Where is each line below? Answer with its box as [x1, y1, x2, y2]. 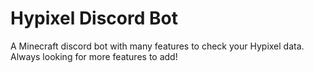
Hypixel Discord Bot [10, 7, 178, 30]
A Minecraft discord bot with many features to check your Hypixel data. [10, 40, 305, 52]
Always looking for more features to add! [10, 50, 178, 62]
